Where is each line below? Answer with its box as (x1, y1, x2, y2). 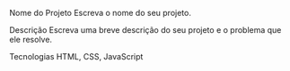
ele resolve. (9, 35, 52, 44)
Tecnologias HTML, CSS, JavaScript (9, 51, 144, 61)
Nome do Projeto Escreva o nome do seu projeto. (9, 8, 191, 18)
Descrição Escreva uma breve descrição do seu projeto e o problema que (9, 25, 282, 35)
